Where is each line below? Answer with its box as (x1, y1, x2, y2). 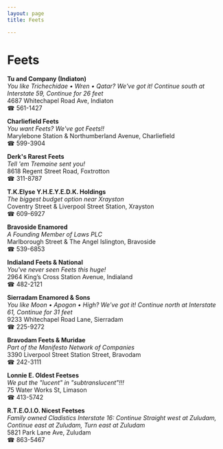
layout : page (7, 10, 45, 17)
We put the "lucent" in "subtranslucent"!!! (7, 379, 125, 387)
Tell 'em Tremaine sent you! (7, 160, 86, 168)
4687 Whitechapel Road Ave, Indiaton (7, 97, 114, 105)
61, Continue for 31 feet (7, 308, 73, 316)
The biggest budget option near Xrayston (7, 195, 125, 204)
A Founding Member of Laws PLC (7, 230, 103, 239)
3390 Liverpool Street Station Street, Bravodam (7, 351, 141, 359)
